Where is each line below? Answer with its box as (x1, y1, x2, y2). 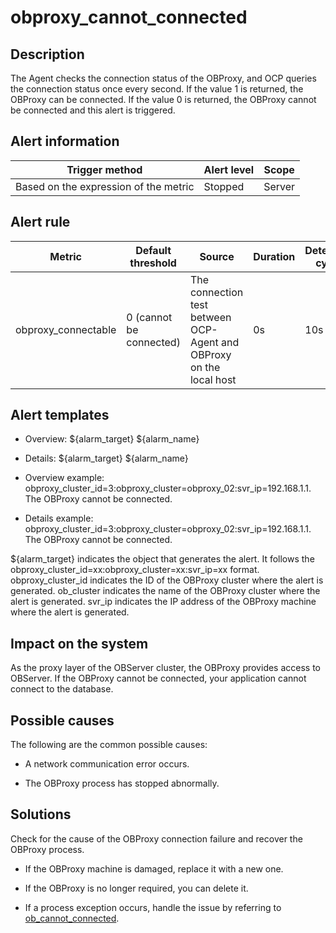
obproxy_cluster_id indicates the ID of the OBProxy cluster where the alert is (10, 574, 324, 586)
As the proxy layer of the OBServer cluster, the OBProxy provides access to (10, 662, 322, 674)
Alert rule (10, 214, 71, 231)
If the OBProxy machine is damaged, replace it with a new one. (24, 862, 284, 875)
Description (10, 46, 85, 63)
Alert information (10, 133, 120, 150)
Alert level (203, 162, 255, 176)
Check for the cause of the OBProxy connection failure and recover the (10, 832, 303, 845)
